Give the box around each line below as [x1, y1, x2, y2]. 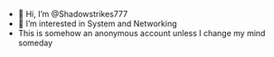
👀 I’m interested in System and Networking [17, 18, 178, 29]
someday [17, 37, 53, 48]
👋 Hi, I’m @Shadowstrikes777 [17, 9, 128, 19]
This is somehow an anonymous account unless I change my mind [17, 28, 266, 38]
